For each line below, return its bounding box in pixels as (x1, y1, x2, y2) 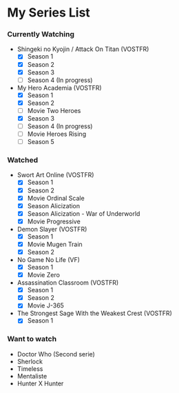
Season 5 (27, 138, 55, 146)
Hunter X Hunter (17, 379, 64, 387)
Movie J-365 (27, 301, 64, 310)
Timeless (17, 364, 43, 373)
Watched (7, 155, 39, 165)
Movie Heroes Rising (27, 130, 87, 139)
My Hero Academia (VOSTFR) (17, 83, 102, 92)
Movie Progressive (27, 217, 81, 225)
